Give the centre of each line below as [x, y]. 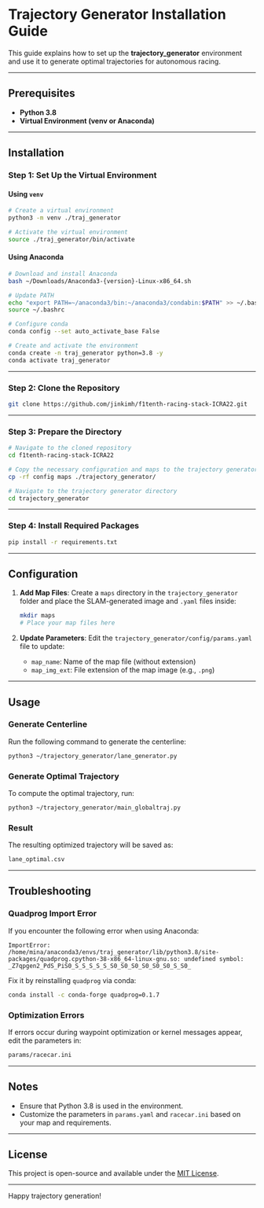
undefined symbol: [214, 959]
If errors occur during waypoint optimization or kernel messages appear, [125, 1032]
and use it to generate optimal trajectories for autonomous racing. [115, 61]
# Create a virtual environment [61, 211]
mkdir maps [37, 616]
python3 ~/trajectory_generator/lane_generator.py [93, 756]
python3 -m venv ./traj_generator [65, 218]
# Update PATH [31, 295]
